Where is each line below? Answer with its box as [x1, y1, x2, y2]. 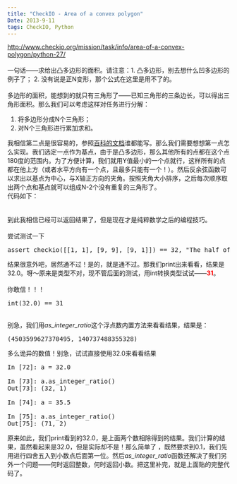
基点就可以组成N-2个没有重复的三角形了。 [37, 183, 161, 191]
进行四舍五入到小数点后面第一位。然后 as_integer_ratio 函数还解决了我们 [13, 452, 221, 460]
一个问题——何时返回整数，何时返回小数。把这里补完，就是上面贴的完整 [13, 460, 224, 469]
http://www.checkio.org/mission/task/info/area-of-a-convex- [7, 43, 185, 52]
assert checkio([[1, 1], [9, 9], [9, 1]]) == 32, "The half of [7, 246, 231, 254]
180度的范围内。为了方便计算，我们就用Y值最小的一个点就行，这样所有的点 [7, 157, 226, 165]
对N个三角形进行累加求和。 [17, 124, 97, 133]
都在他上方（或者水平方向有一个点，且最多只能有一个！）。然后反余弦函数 [7, 165, 221, 174]
